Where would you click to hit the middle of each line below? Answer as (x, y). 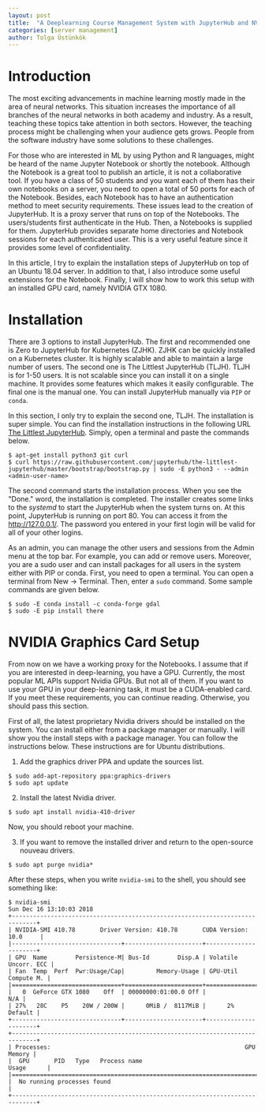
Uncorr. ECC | (32, 965)
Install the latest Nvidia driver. (68, 798)
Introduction (50, 76)
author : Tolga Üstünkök (47, 37)
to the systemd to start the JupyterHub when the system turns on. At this (127, 507)
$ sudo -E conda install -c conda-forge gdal (84, 604)
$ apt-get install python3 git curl (68, 455)
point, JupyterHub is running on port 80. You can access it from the (118, 516)
